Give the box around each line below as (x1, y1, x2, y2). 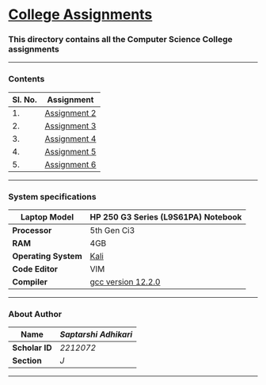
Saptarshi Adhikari (59, 329, 133, 340)
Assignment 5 (44, 146, 97, 157)
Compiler (12, 276, 48, 288)
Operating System (12, 251, 82, 262)
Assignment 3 (44, 120, 97, 132)
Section (12, 355, 42, 366)
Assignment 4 (44, 133, 97, 144)
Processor (12, 225, 52, 236)
